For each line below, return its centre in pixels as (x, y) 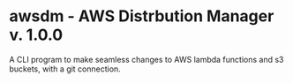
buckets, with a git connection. (65, 69)
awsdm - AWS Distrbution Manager (142, 16)
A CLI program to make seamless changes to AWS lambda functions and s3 (146, 59)
